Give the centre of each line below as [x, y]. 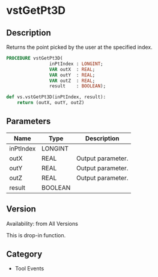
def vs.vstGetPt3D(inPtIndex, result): [56, 97]
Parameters [29, 121]
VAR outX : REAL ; [72, 69]
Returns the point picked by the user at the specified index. [79, 47]
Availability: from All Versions [42, 223]
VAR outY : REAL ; [72, 75]
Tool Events [29, 269]
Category [24, 254]
